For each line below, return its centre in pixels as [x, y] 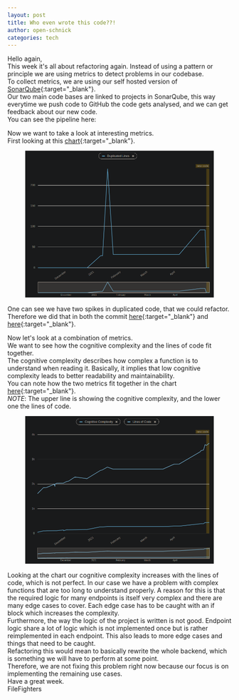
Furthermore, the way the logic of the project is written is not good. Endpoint [119, 621]
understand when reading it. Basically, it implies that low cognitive [104, 368]
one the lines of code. [39, 406]
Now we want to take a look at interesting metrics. [81, 133]
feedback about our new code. [53, 112]
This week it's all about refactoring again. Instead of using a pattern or [110, 66]
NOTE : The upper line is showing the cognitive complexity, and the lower [114, 398]
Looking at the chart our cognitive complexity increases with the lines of [113, 575]
